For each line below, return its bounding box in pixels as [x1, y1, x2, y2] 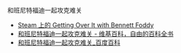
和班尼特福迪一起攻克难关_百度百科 [17, 38, 121, 47]
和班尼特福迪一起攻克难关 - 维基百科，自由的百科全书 [17, 30, 174, 38]
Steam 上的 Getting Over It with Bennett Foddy [17, 21, 154, 29]
